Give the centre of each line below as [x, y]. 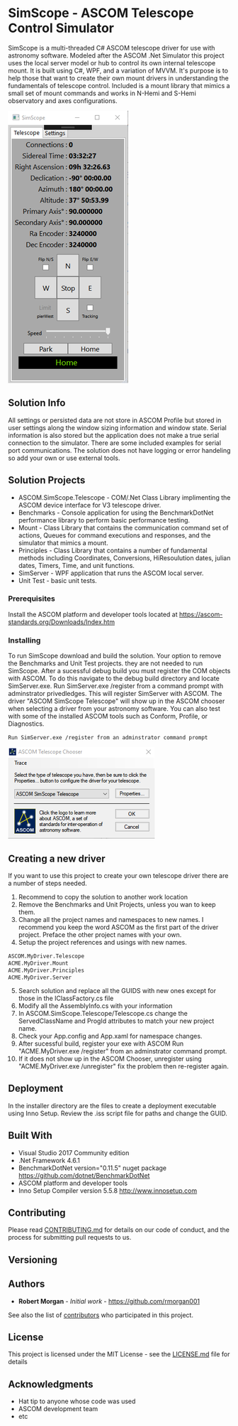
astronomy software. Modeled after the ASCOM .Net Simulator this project [117, 55]
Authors [27, 1284]
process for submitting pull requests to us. [70, 1238]
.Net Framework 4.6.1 [49, 1160]
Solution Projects [47, 480]
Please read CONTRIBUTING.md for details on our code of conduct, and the [119, 1230]
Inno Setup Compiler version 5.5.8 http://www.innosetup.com [108, 1190]
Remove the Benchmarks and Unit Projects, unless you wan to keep [117, 904]
